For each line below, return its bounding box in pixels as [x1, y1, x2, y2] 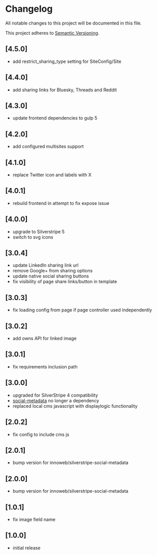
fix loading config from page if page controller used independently [12, 307, 152, 313]
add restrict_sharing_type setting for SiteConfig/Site [12, 58, 121, 64]
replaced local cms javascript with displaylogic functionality [12, 403, 138, 409]
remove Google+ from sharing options [12, 268, 93, 274]
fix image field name [12, 516, 56, 522]
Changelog [5, 3, 53, 15]
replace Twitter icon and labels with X [12, 172, 91, 178]
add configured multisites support [12, 144, 84, 150]
